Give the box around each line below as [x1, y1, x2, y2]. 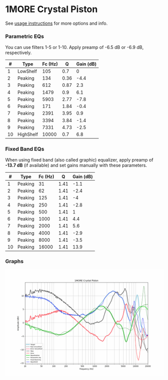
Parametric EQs [5, 33, 44, 40]
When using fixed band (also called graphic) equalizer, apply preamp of [5, 157, 153, 163]
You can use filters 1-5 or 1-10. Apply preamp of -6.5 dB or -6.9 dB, [5, 44, 144, 50]
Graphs [5, 258, 24, 265]
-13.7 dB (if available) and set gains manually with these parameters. [5, 162, 147, 169]
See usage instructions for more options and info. [5, 20, 108, 26]
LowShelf [17, 68, 37, 74]
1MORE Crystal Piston [5, 4, 98, 15]
